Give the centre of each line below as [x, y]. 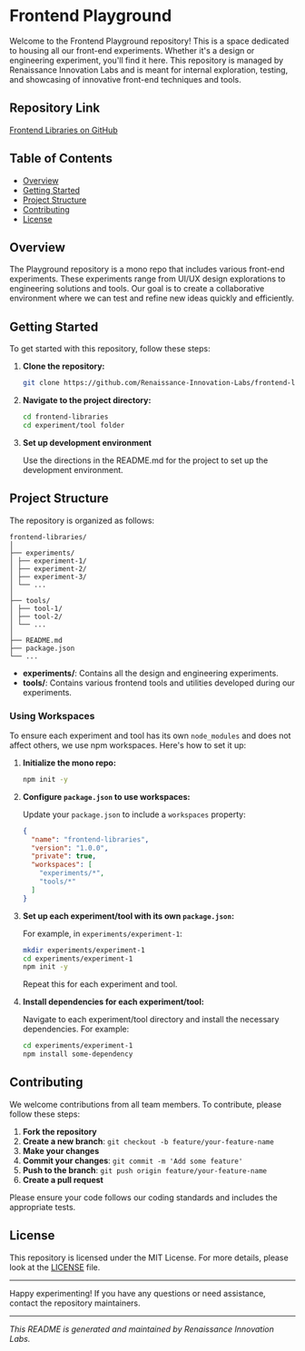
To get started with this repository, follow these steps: [110, 349]
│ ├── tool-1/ [36, 608]
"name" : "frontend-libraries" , [90, 839]
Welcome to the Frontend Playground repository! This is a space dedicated [149, 41]
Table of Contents [61, 158]
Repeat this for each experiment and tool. [100, 984]
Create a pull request [63, 1179]
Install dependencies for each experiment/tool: [113, 1002]
